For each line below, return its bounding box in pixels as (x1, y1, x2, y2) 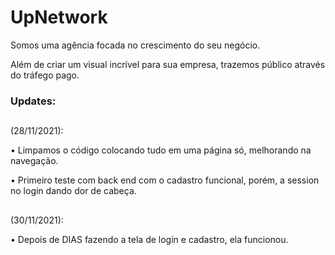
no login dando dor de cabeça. (10, 185, 137, 197)
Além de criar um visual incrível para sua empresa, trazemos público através (10, 58, 326, 70)
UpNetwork (10, 6, 108, 29)
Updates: (10, 94, 57, 108)
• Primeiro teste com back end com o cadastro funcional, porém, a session (10, 174, 320, 186)
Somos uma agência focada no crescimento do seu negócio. (10, 39, 261, 51)
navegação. (10, 155, 59, 167)
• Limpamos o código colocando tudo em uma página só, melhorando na (10, 144, 312, 156)
